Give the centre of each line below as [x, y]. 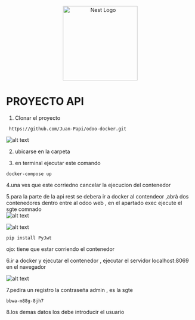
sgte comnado [24, 209]
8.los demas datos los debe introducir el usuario [65, 312]
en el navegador [26, 267]
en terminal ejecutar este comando [58, 163]
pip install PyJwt [29, 238]
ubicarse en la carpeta [42, 151]
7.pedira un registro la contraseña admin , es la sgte [69, 290]
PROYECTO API [45, 102]
